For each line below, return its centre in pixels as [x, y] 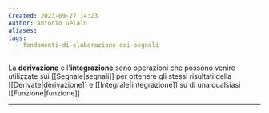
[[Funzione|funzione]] [44, 93]
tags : [17, 38]
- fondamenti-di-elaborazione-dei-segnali [87, 45]
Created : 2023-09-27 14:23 [53, 16]
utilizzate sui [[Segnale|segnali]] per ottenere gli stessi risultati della [120, 76]
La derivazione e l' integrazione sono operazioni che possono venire [122, 68]
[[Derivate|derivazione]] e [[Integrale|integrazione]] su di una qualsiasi [124, 85]
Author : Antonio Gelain [48, 23]
